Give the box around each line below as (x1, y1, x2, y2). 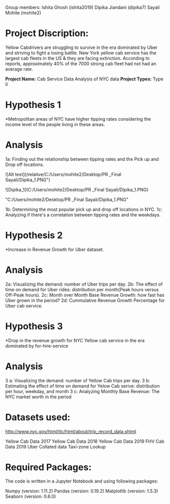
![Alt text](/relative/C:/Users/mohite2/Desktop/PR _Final (5, 171, 122, 177)
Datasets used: (5, 411, 71, 423)
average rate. (5, 66, 33, 72)
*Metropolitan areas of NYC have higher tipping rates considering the (5, 116, 151, 122)
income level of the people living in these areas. (5, 121, 105, 127)
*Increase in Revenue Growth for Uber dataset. (5, 246, 104, 253)
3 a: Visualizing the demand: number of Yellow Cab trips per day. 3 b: (5, 377, 150, 383)
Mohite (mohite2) (5, 10, 42, 16)
